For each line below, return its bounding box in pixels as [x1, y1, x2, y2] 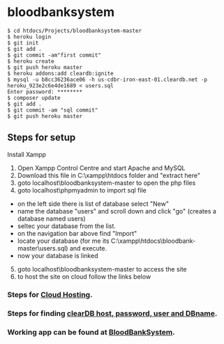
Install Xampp [7, 150, 47, 158]
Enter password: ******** [7, 88, 82, 95]
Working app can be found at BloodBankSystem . [7, 327, 176, 337]
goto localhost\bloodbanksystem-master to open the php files [17, 179, 196, 187]
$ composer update [7, 94, 61, 101]
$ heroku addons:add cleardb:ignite [7, 70, 114, 77]
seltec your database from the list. [17, 221, 117, 230]
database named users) [17, 214, 86, 223]
